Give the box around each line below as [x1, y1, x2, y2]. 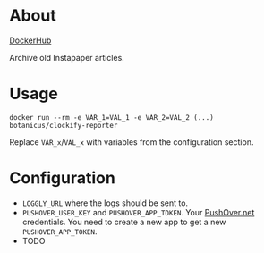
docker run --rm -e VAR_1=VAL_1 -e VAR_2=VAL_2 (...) [9, 113, 215, 122]
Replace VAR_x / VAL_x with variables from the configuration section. [9, 136, 254, 148]
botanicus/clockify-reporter [9, 121, 118, 130]
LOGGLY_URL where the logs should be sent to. [21, 198, 189, 208]
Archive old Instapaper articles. [9, 52, 125, 63]
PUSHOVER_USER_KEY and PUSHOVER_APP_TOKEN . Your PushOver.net [21, 207, 255, 217]
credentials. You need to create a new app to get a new [21, 216, 226, 227]
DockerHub [9, 35, 52, 46]
